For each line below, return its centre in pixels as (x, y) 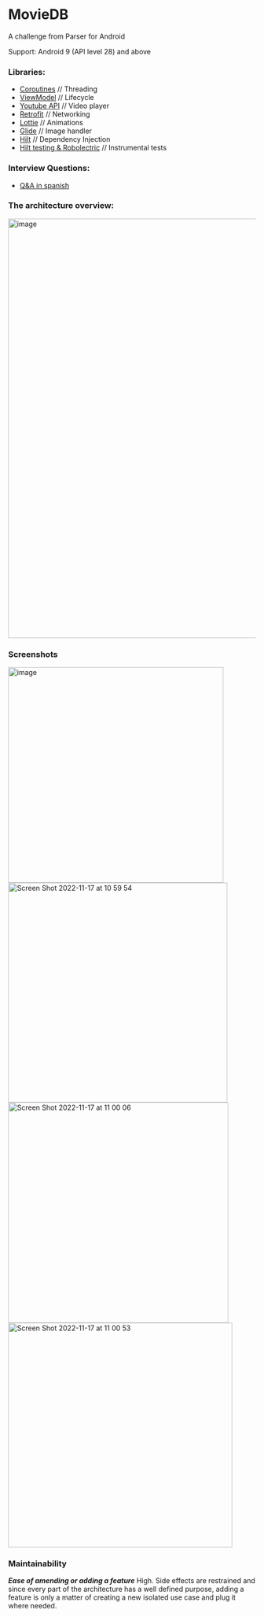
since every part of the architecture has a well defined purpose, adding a (126, 1589)
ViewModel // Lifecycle (57, 98)
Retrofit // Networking (55, 114)
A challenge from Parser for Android (67, 36)
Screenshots (33, 654)
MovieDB (38, 15)
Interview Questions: (49, 169)
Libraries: (27, 72)
